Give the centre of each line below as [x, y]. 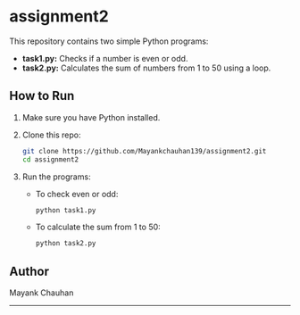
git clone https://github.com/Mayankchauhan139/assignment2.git [144, 151]
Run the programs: [56, 177]
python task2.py [66, 244]
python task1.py [66, 210]
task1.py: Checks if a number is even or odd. [105, 58]
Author [29, 271]
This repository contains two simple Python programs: [109, 41]
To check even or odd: [77, 194]
